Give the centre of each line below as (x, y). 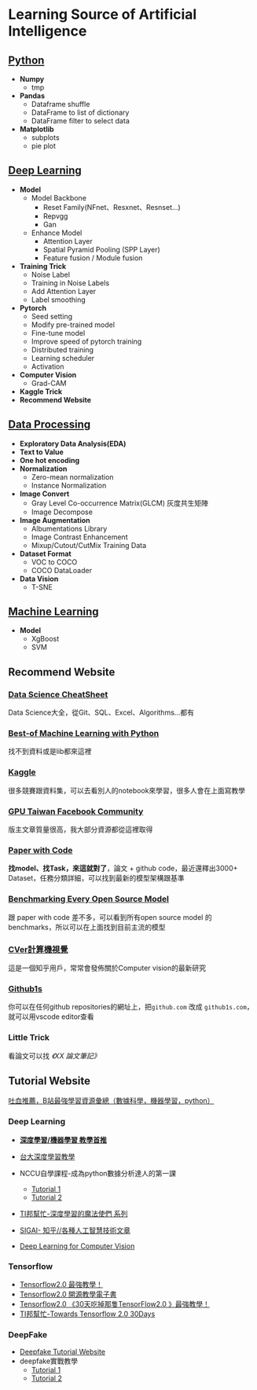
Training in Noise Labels (70, 283)
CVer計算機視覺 (38, 949)
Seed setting (52, 316)
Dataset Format (46, 553)
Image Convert (44, 494)
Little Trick (29, 1038)
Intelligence (48, 31)
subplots (46, 138)
